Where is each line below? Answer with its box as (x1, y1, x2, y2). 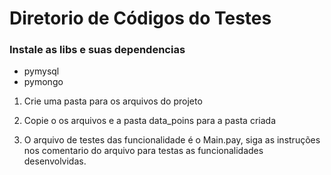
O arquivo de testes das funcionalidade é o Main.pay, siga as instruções (23, 134, 321, 146)
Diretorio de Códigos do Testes (9, 7, 272, 30)
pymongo (23, 76, 64, 88)
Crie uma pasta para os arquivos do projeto (23, 95, 203, 107)
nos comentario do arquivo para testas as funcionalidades (23, 145, 264, 157)
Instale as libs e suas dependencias (9, 43, 186, 57)
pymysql (23, 65, 60, 77)
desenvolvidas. (23, 155, 87, 167)
